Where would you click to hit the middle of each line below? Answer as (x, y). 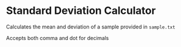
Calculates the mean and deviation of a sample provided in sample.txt (91, 27)
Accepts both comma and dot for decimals (58, 38)
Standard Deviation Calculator (81, 11)
